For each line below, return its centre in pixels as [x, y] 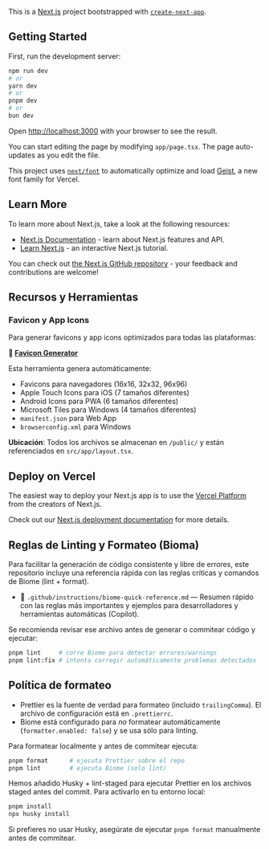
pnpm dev [23, 101]
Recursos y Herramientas [73, 298]
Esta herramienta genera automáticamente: [80, 369]
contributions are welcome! [53, 271]
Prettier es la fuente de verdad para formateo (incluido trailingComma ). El [141, 704]
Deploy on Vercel [52, 476]
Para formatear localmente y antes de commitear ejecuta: [104, 745]
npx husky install [39, 814]
